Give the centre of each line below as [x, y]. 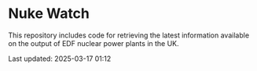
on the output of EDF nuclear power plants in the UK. [94, 43]
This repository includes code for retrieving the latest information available [129, 35]
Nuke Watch [49, 14]
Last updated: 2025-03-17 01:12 [60, 59]
